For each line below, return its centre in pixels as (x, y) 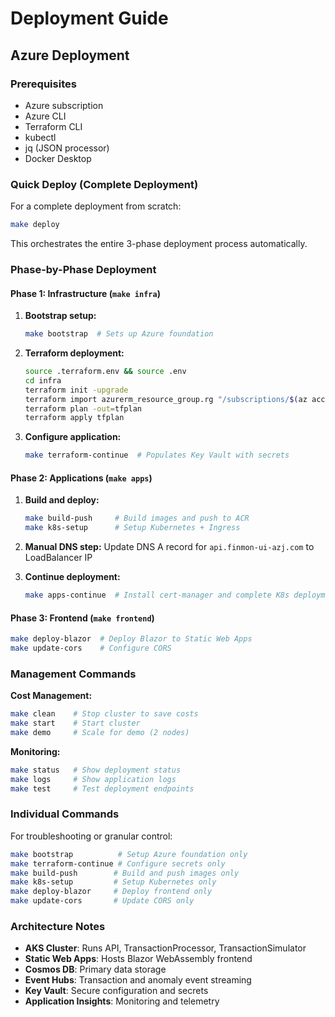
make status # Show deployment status (96, 770)
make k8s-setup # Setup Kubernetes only (113, 882)
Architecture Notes (58, 926)
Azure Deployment (70, 55)
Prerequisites (43, 84)
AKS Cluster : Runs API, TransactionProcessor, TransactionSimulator (165, 948)
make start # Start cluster (75, 723)
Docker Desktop (58, 158)
